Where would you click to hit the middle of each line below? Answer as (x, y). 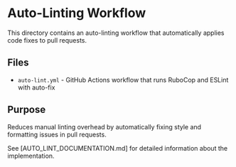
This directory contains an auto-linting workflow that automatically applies (116, 33)
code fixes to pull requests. (47, 40)
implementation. (31, 156)
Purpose (27, 110)
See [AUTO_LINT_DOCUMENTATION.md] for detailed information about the (118, 148)
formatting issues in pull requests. (57, 134)
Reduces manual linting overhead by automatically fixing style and (104, 126)
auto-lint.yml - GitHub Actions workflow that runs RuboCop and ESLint (123, 80)
